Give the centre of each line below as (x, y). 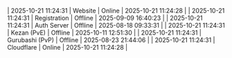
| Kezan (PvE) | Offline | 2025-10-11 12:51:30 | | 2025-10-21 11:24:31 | (105, 32)
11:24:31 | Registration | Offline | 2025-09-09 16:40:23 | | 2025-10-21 (105, 18)
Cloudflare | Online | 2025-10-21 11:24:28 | (68, 47)
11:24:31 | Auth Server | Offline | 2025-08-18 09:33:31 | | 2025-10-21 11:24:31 (116, 25)
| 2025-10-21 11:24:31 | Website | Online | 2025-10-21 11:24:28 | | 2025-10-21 (116, 11)
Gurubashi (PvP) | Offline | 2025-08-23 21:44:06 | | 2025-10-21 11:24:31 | (111, 40)
